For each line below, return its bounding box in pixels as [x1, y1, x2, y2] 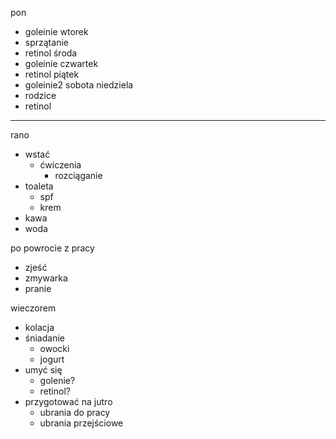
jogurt [39, 353, 65, 365]
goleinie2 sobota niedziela [24, 79, 134, 91]
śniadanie [24, 332, 65, 344]
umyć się [24, 364, 63, 376]
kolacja [24, 322, 55, 333]
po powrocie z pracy [10, 242, 95, 254]
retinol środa [24, 47, 78, 59]
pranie [24, 283, 52, 294]
